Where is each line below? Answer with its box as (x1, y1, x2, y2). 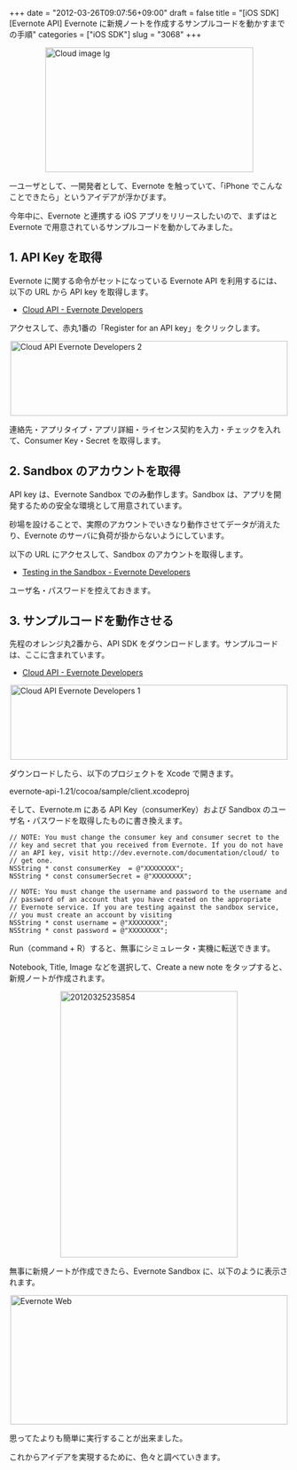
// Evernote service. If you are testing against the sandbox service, (9, 903, 279, 913)
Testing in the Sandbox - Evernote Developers (21, 566, 191, 577)
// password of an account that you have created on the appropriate (9, 896, 272, 905)
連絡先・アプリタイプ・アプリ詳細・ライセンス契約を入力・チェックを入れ (9, 423, 281, 434)
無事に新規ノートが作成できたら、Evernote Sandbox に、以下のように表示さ (9, 1266, 288, 1276)
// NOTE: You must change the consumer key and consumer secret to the (9, 834, 279, 842)
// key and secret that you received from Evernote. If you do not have (9, 841, 284, 850)
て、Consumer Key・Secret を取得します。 (9, 435, 166, 446)
